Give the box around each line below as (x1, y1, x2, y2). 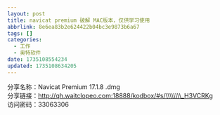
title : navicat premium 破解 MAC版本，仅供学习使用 (7, 17, 150, 24)
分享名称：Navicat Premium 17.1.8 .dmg (7, 82, 121, 91)
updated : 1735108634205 (7, 62, 77, 69)
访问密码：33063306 (7, 100, 69, 109)
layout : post (7, 10, 46, 18)
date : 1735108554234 (7, 56, 68, 63)
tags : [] (7, 29, 33, 37)
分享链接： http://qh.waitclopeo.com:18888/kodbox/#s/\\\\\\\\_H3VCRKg (7, 91, 213, 100)
